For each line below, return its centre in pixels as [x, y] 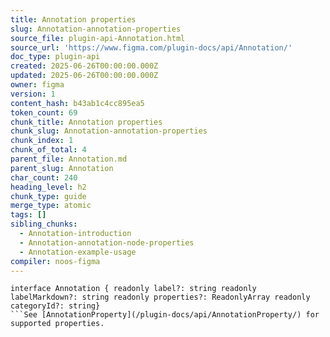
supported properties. [57, 324]
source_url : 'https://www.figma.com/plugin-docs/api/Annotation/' [151, 47]
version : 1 [33, 94]
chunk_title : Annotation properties [86, 122]
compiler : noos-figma [55, 261]
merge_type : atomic [51, 206]
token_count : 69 [44, 112]
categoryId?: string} [55, 306]
